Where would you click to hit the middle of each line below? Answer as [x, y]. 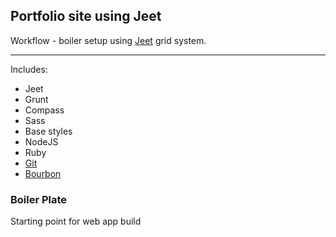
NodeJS [41, 141]
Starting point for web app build [76, 221]
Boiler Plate [39, 199]
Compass [44, 110]
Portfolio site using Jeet [86, 16]
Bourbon [43, 173]
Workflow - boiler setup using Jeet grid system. [108, 40]
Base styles [48, 131]
